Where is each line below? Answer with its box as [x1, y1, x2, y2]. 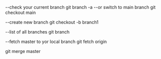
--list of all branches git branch [5, 29, 70, 34]
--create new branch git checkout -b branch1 [5, 19, 99, 25]
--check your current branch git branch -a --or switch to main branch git [5, 4, 156, 10]
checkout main [5, 9, 36, 15]
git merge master [5, 48, 41, 54]
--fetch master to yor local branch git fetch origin [5, 38, 107, 44]
